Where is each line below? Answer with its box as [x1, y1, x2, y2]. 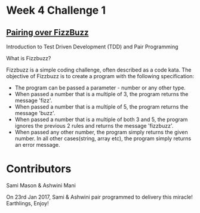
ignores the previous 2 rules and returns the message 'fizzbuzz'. [14, 122, 174, 129]
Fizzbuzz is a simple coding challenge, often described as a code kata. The [6, 66, 192, 73]
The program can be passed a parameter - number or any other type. [14, 84, 186, 91]
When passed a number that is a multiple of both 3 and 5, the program [14, 116, 188, 123]
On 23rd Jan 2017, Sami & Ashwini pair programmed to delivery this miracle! [6, 193, 193, 200]
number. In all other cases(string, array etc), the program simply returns [14, 135, 192, 142]
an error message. [14, 141, 61, 148]
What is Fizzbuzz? [6, 55, 51, 61]
